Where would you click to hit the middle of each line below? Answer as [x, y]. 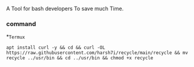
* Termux [16, 37]
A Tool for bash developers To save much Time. [65, 9]
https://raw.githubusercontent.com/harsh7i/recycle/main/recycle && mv [97, 53]
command [21, 24]
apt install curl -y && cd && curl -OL [56, 48]
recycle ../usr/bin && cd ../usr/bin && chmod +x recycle [80, 58]
